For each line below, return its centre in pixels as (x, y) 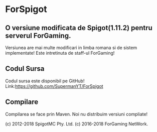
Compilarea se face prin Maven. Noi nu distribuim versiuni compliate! (76, 114)
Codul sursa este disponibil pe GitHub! (45, 81)
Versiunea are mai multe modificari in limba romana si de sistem (71, 48)
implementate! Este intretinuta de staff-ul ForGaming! (60, 53)
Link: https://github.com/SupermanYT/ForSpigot (54, 86)
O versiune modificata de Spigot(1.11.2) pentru (79, 28)
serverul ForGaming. (38, 35)
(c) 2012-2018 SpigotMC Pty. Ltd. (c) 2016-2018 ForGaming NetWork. (77, 123)
